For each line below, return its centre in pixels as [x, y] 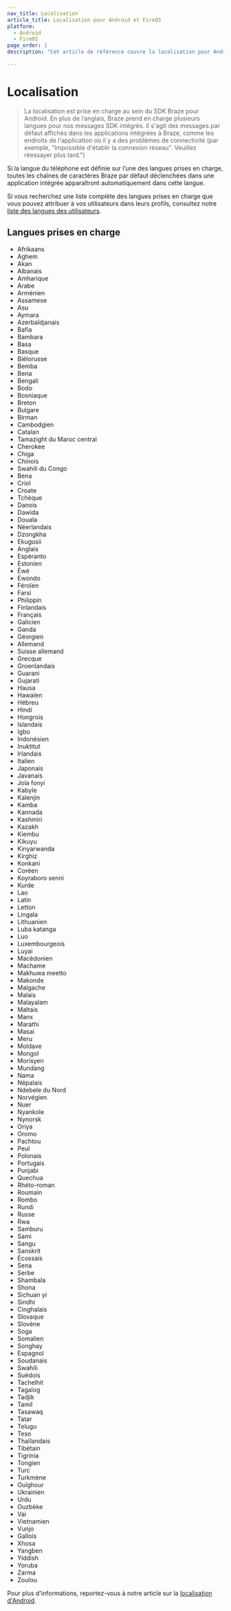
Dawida [28, 512]
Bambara [30, 337]
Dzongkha [32, 534]
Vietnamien [33, 1521]
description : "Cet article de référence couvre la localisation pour [109, 52]
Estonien [30, 563]
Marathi [28, 1024]
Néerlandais [34, 526]
